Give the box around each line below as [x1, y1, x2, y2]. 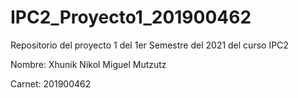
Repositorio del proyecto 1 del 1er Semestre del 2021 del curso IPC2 [10, 39, 289, 51]
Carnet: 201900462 [10, 77, 92, 90]
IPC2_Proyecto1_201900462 [10, 6, 252, 29]
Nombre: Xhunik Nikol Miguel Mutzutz [10, 58, 167, 70]
